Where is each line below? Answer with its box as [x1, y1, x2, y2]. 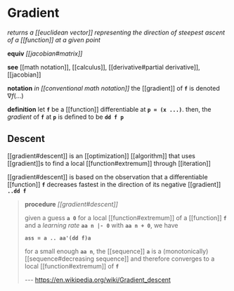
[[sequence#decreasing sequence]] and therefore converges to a [24, 254, 215, 263]
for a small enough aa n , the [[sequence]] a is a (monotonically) [24, 247, 209, 255]
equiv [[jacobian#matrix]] [7, 49, 83, 58]
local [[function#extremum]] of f [24, 261, 119, 270]
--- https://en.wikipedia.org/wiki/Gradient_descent [24, 276, 171, 284]
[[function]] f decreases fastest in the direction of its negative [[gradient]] [7, 180, 221, 188]
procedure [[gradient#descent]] [24, 200, 118, 208]
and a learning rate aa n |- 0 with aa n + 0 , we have [24, 221, 178, 229]
